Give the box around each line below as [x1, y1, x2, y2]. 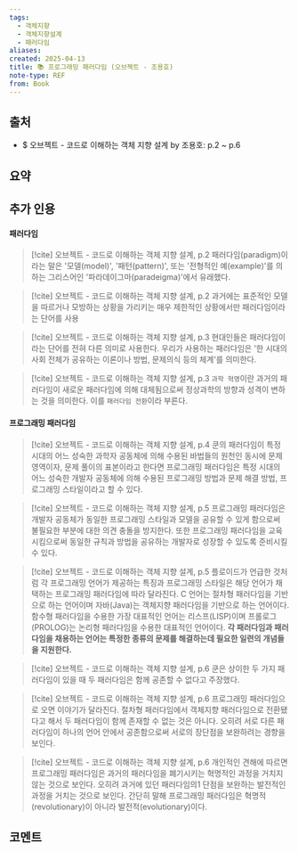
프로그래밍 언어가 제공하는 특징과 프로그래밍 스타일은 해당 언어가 [50, 577, 274, 588]
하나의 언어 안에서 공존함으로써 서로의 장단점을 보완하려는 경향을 [61, 726, 286, 737]
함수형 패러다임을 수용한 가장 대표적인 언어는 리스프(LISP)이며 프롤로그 [30, 610, 278, 621]
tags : [9, 12, 29, 22]
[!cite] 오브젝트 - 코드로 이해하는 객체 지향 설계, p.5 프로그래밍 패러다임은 [30, 503, 286, 513]
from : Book [9, 79, 50, 88]
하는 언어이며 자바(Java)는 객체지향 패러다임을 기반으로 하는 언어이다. [47, 599, 290, 610]
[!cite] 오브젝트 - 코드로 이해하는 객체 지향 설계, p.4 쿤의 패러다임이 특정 [30, 438, 282, 450]
